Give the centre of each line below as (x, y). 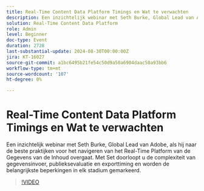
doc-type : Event (27, 40)
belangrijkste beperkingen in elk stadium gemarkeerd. (74, 170)
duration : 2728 (25, 46)
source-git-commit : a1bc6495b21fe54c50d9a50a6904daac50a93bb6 (87, 62)
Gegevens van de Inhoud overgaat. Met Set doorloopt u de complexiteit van (101, 158)
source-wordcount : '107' (38, 74)
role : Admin (21, 29)
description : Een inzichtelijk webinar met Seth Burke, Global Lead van (100, 18)
